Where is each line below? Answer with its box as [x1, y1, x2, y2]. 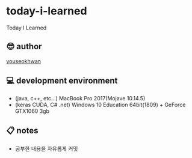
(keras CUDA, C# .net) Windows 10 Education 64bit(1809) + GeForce [14, 101, 186, 108]
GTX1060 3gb [14, 107, 50, 115]
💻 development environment [6, 76, 118, 86]
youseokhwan [6, 57, 41, 64]
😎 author [6, 41, 42, 52]
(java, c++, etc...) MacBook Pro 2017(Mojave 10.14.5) [14, 94, 146, 102]
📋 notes [6, 125, 39, 136]
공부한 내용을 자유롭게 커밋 [14, 145, 78, 153]
